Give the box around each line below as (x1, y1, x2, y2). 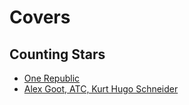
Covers (9, 6, 71, 29)
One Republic (23, 72, 81, 84)
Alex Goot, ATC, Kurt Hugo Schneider (23, 83, 179, 95)
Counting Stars (9, 46, 106, 63)
